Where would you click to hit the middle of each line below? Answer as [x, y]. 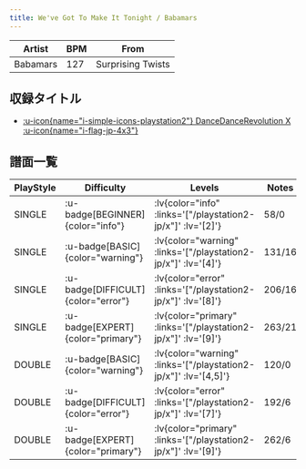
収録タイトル [46, 99]
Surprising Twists [133, 64]
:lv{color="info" [187, 203]
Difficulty [105, 188]
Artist [36, 48]
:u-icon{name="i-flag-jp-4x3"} [80, 131]
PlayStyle [35, 188]
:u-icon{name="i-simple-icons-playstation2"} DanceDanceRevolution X [157, 121]
